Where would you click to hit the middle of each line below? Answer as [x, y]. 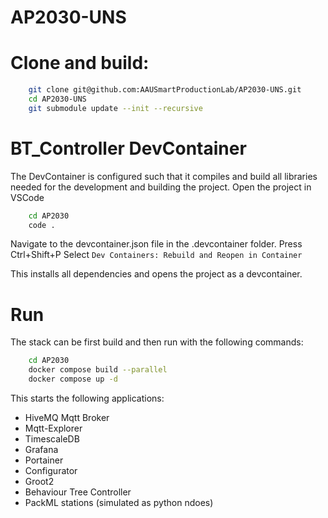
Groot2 [39, 481]
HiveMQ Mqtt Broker [67, 417]
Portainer [44, 460]
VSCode [27, 197]
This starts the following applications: [87, 398]
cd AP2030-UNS [57, 99]
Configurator [51, 470]
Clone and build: [80, 63]
